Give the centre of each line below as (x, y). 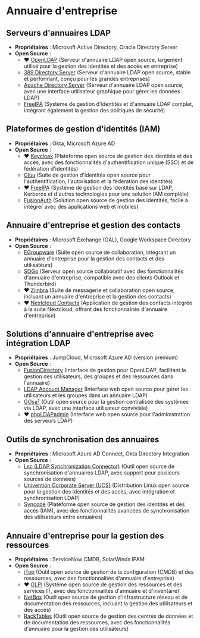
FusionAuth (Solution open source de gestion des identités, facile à (106, 200)
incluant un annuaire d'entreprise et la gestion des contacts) (97, 296)
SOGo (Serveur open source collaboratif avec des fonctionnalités (104, 271)
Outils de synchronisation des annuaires (83, 439)
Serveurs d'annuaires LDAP (59, 33)
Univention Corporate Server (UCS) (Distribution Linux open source (106, 485)
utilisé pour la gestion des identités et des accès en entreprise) (101, 66)
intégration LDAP (38, 343)
